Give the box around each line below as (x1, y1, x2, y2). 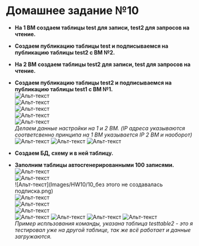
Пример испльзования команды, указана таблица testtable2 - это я (14, 220, 193, 227)
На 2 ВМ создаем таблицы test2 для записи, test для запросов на (14, 61, 191, 68)
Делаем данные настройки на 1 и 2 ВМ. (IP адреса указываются (14, 124, 186, 132)
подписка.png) (14, 187, 53, 195)
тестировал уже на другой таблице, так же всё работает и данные (14, 226, 191, 233)
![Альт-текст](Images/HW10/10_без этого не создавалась (14, 181, 163, 188)
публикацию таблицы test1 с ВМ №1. (14, 85, 113, 92)
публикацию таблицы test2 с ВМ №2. (14, 48, 116, 56)
